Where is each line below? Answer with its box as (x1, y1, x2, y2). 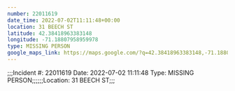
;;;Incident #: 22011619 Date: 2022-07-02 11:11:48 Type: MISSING (7, 68, 194, 77)
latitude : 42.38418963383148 (7, 29, 92, 37)
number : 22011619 (7, 10, 58, 17)
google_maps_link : (7, 50, 61, 57)
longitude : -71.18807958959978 (7, 36, 99, 43)
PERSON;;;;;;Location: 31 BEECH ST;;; (7, 76, 115, 84)
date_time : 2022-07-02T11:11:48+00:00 (7, 17, 120, 24)
